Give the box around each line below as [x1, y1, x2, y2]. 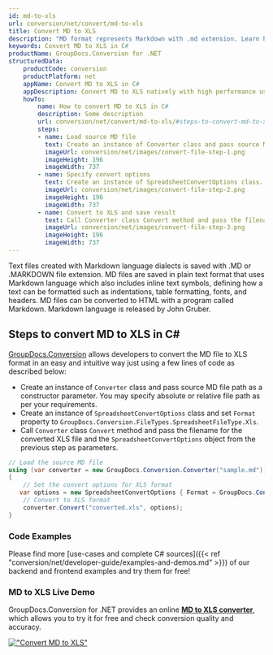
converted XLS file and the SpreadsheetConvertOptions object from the [19, 434, 256, 444]
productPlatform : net [23, 72, 96, 80]
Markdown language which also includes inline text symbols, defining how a [8, 278, 263, 288]
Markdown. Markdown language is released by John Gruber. [8, 304, 211, 314]
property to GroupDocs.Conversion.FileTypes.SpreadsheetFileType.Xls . [19, 416, 259, 427]
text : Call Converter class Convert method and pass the [44, 216, 242, 224]
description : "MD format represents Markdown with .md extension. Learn [8, 34, 260, 43]
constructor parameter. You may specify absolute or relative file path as [19, 391, 261, 401]
